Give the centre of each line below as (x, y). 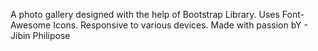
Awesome (31, 25)
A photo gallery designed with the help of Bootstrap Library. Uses (145, 14)
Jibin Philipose (40, 35)
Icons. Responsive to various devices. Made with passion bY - (180, 25)
